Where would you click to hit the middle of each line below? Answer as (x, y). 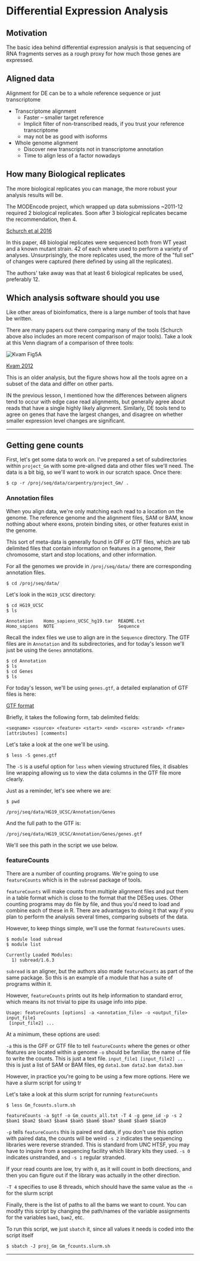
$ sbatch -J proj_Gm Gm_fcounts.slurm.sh (58, 1246)
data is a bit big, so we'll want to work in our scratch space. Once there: (94, 472)
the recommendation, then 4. (42, 219)
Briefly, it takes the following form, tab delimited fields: (73, 717)
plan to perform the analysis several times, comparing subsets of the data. (97, 917)
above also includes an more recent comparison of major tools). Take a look (99, 337)
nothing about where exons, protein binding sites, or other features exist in (98, 524)
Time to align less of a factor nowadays (72, 155)
